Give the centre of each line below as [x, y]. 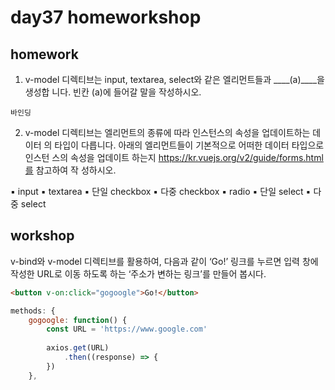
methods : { [33, 311]
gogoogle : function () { [78, 320]
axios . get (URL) [78, 348]
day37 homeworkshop [106, 17]
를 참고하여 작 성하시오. [70, 170]
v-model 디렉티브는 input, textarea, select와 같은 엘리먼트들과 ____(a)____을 [175, 79]
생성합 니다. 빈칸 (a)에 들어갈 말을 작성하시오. [113, 92]
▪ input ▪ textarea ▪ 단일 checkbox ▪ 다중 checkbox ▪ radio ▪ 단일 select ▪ [161, 191]
